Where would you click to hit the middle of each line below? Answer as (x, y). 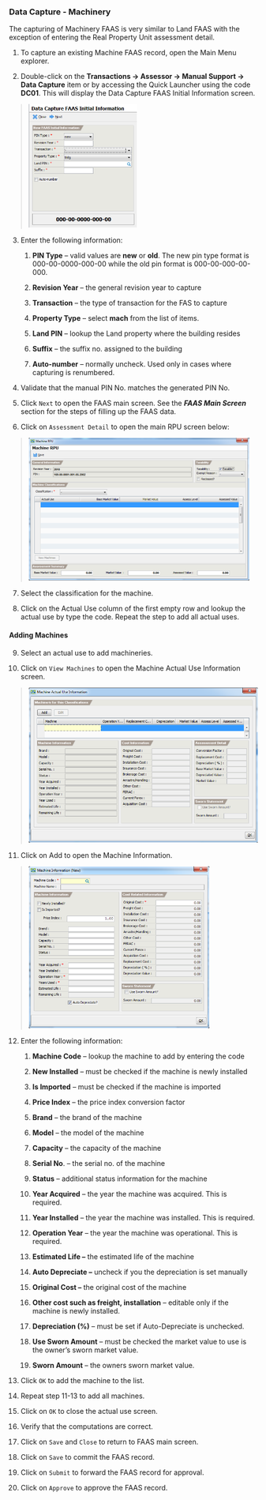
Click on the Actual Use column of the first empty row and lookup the (133, 609)
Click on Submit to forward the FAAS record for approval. (112, 1472)
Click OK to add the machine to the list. (82, 1380)
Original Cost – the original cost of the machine (109, 1287)
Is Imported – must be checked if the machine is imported (127, 1086)
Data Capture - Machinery (60, 12)
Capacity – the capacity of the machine (97, 1148)
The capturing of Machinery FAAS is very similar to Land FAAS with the (124, 29)
